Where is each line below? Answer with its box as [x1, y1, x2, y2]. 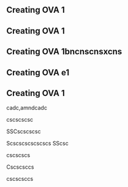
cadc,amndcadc [6, 104, 48, 112]
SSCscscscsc [6, 128, 41, 135]
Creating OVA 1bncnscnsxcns [6, 46, 122, 57]
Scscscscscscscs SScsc [6, 140, 69, 147]
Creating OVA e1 [6, 67, 70, 78]
